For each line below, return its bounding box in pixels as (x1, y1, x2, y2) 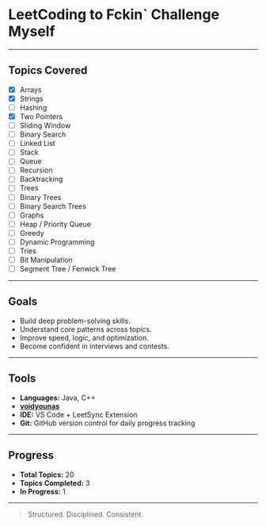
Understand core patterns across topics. (19, 324, 152, 334)
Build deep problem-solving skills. (19, 316, 131, 325)
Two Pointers (19, 111, 63, 121)
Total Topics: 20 (19, 470, 74, 479)
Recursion (19, 165, 53, 175)
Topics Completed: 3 (19, 478, 90, 487)
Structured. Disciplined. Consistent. (27, 510, 144, 519)
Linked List (19, 139, 55, 148)
